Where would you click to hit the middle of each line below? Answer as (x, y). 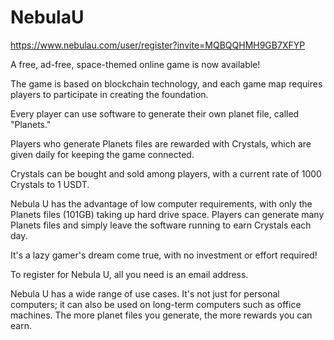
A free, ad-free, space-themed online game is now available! (135, 64)
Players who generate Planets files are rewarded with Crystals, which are (161, 143)
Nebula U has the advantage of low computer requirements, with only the (161, 203)
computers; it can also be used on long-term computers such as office (156, 304)
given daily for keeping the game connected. (102, 154)
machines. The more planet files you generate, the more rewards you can (161, 315)
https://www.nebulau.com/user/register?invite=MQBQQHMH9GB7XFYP (158, 45)
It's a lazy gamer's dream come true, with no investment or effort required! (164, 255)
